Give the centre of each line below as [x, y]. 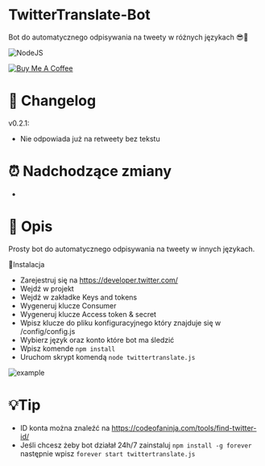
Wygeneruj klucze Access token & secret [88, 314]
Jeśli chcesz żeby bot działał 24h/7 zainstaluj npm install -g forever [136, 445]
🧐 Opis [31, 226]
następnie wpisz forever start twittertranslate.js [108, 453]
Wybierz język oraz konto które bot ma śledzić [97, 340]
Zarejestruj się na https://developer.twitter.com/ [99, 280]
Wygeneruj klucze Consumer [68, 305]
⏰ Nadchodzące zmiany [90, 171]
